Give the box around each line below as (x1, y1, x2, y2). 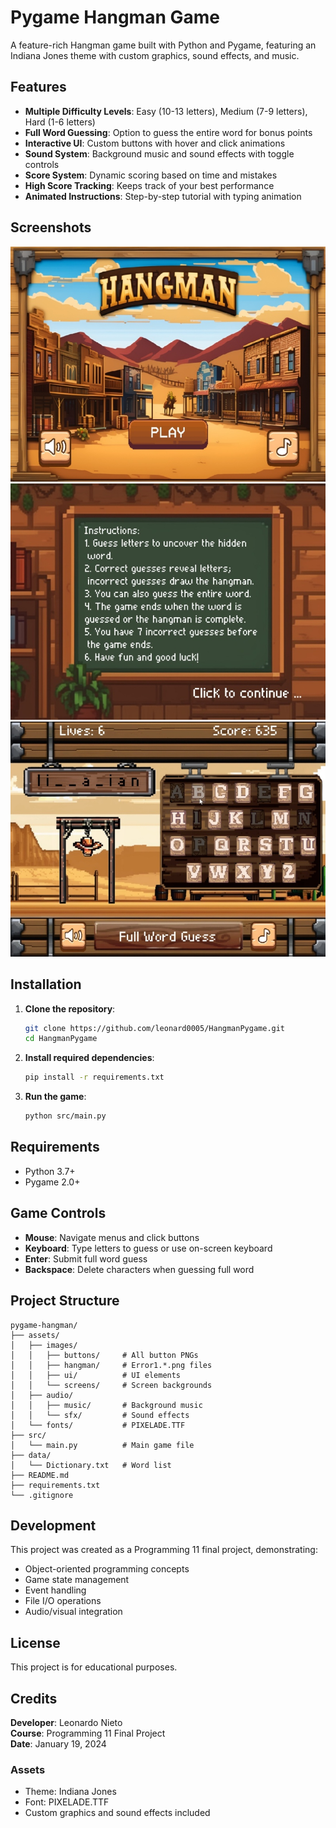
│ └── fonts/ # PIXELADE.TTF (10, 1420, 186, 1430)
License (10, 1634, 61, 1651)
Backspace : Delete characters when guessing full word (24, 1263, 255, 1275)
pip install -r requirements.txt (24, 1072, 165, 1083)
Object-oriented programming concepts (24, 1563, 190, 1575)
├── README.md (10, 1470, 70, 1480)
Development (10, 1517, 97, 1534)
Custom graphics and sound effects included (24, 1807, 211, 1819)
